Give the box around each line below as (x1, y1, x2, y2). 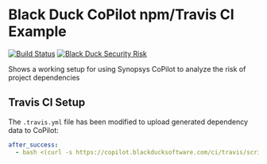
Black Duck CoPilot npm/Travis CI (8, 6, 234, 24)
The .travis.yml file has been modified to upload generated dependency (8, 117, 249, 127)
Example (8, 22, 67, 41)
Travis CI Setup (8, 96, 86, 109)
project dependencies (8, 72, 80, 82)
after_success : (8, 141, 59, 149)
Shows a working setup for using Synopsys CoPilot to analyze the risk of (8, 64, 246, 73)
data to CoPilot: (8, 125, 60, 135)
